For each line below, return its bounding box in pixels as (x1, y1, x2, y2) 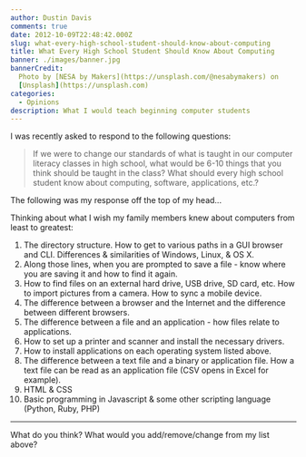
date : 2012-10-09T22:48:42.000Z (10, 30, 133, 39)
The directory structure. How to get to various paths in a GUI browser (23, 239, 284, 250)
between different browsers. (23, 307, 131, 318)
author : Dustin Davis (10, 13, 93, 23)
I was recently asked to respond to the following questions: (10, 131, 232, 141)
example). (23, 374, 62, 385)
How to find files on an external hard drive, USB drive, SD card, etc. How (23, 278, 295, 289)
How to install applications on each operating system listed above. (23, 345, 271, 356)
